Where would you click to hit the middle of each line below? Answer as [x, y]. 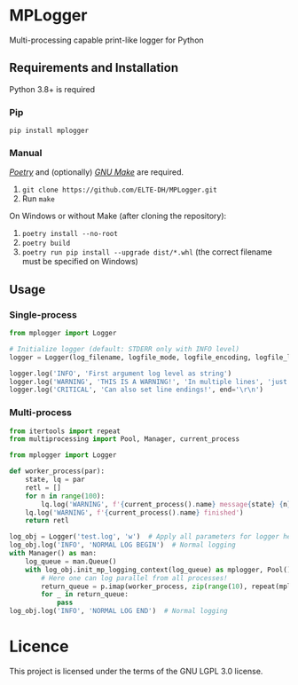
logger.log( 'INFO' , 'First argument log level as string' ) [121, 374]
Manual [26, 153]
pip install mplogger [49, 131]
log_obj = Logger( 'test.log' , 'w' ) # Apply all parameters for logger [144, 537]
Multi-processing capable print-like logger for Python [106, 40]
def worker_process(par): [57, 471]
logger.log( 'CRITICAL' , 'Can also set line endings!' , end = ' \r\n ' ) [137, 390]
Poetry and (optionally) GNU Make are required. [97, 172]
